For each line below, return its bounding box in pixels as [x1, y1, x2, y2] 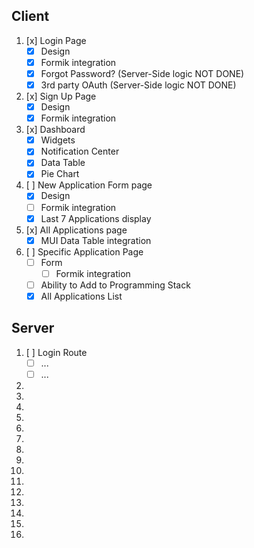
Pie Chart [40, 168, 80, 180]
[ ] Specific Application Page [25, 245, 144, 258]
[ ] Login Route [25, 346, 88, 358]
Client [11, 8, 50, 25]
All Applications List [40, 290, 123, 302]
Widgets [40, 134, 76, 146]
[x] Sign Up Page [25, 90, 97, 103]
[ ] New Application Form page [25, 179, 153, 191]
